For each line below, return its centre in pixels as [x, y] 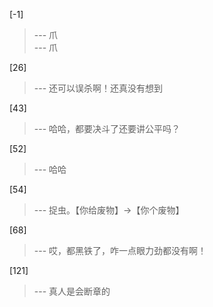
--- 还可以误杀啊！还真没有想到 [98, 88]
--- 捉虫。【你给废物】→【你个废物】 [109, 210]
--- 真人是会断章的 [72, 291]
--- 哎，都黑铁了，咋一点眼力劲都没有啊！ [120, 250]
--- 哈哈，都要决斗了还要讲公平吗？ [107, 128]
